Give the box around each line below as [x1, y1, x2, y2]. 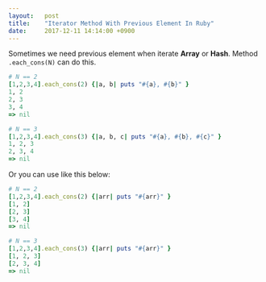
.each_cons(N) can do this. [8, 57, 97, 67]
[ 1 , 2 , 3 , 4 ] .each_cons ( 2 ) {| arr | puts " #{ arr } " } [8, 193, 172, 201]
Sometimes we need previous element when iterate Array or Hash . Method [8, 49, 258, 59]
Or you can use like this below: [8, 170, 110, 179]
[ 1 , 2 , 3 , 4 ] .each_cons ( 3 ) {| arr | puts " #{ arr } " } [8, 245, 172, 253]
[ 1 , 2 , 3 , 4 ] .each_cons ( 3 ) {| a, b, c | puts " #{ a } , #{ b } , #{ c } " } [8, 132, 222, 141]
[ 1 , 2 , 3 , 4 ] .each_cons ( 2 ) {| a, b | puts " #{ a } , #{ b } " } [8, 81, 189, 89]
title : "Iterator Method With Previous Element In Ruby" [8, 19, 215, 27]
